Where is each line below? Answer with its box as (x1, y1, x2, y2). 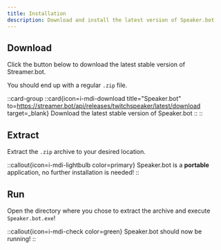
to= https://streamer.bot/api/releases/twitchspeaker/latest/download (7, 102, 201, 110)
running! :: (7, 234, 37, 242)
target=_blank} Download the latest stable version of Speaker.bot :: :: (7, 109, 203, 117)
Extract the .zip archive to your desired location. (7, 148, 146, 156)
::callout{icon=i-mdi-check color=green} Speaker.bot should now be (7, 227, 202, 235)
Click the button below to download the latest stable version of (7, 60, 185, 69)
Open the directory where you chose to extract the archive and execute (7, 206, 211, 215)
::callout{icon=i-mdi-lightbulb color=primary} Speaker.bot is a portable (7, 161, 209, 169)
